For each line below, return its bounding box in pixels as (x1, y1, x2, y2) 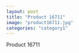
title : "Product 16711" (6, 14, 66, 20)
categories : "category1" (6, 25, 68, 31)
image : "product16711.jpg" (6, 19, 74, 25)
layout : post (6, 8, 39, 15)
